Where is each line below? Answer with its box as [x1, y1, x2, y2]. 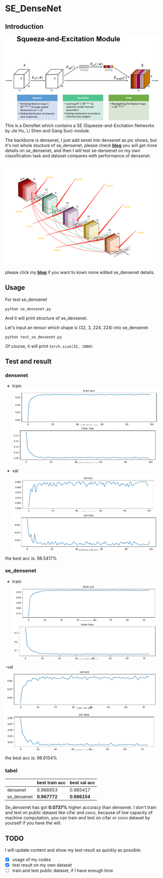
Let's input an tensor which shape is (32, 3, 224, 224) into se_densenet [5, 324, 148, 330]
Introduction [5, 22, 44, 31]
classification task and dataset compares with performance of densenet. [5, 152, 151, 159]
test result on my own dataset [12, 862, 72, 868]
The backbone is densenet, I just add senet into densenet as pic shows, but [5, 137, 157, 143]
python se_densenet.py [5, 306, 51, 312]
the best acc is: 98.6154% [5, 755, 58, 761]
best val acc [70, 780, 95, 786]
